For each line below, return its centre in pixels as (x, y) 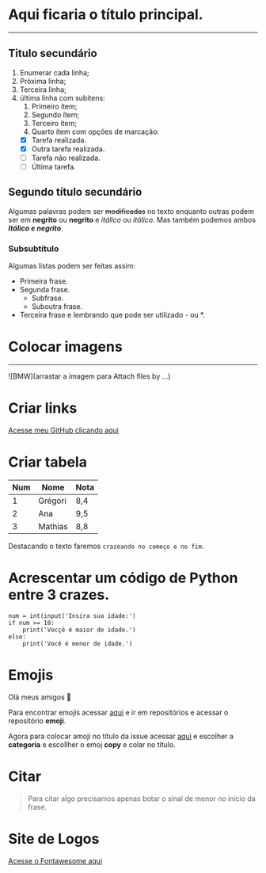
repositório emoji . (37, 721)
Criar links (43, 408)
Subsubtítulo (34, 249)
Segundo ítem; (55, 114)
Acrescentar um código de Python (123, 578)
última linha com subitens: (62, 97)
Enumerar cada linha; (54, 72)
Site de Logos (54, 839)
